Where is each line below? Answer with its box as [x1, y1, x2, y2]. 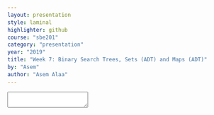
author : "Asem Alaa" [7, 71, 69, 78]
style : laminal [7, 18, 52, 26]
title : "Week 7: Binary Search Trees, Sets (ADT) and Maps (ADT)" [7, 56, 208, 63]
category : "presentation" [7, 41, 84, 49]
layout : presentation [7, 11, 72, 18]
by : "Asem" [7, 63, 40, 71]
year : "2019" [7, 49, 46, 56]
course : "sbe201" [7, 34, 59, 41]
